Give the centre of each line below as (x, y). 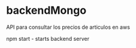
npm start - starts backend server (48, 38)
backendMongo (46, 10)
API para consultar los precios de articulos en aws (68, 27)
